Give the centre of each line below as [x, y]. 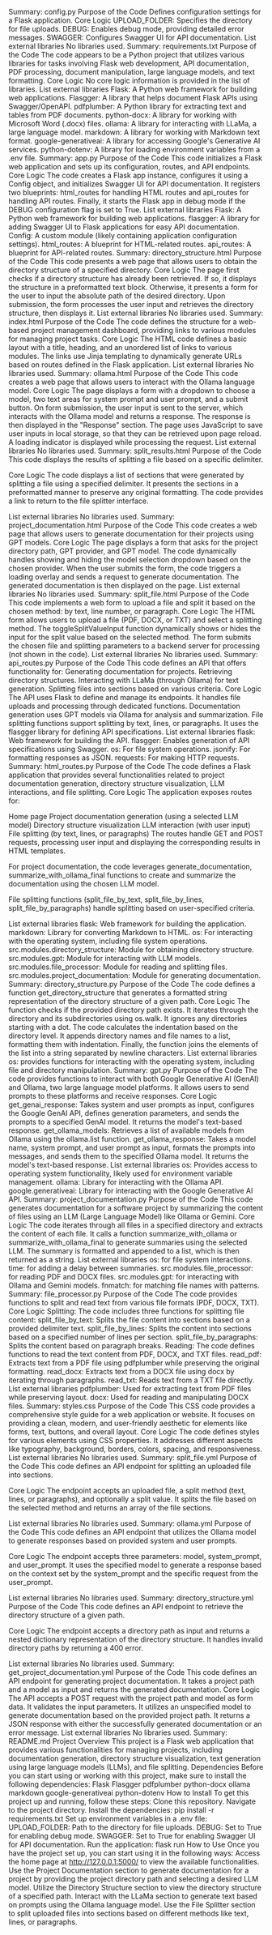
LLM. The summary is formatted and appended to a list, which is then [124, 1251]
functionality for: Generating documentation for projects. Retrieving [121, 671]
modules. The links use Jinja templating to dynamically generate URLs [125, 356]
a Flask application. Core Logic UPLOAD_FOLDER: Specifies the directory [130, 20]
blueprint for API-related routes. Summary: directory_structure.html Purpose [135, 253]
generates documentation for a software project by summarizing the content [136, 1208]
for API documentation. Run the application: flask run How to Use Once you [134, 1844]
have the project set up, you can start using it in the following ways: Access [134, 1853]
